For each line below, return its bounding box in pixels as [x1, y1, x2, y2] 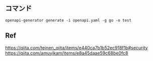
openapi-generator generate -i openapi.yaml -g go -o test [5, 17, 132, 23]
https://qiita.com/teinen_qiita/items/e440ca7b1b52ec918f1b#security [5, 44, 148, 50]
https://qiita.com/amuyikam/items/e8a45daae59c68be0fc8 [5, 50, 128, 56]
